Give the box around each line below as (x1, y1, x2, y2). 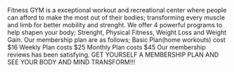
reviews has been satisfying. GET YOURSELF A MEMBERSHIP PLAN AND (7, 50, 219, 59)
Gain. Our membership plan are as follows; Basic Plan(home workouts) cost (7, 36, 226, 44)
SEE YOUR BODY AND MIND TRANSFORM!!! (7, 58, 136, 66)
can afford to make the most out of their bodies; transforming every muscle (7, 13, 226, 22)
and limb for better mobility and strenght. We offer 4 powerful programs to (7, 21, 223, 29)
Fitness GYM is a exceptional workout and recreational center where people (7, 6, 227, 14)
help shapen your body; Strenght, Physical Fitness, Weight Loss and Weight (7, 28, 227, 36)
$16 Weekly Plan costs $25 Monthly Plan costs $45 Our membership (7, 43, 206, 51)
